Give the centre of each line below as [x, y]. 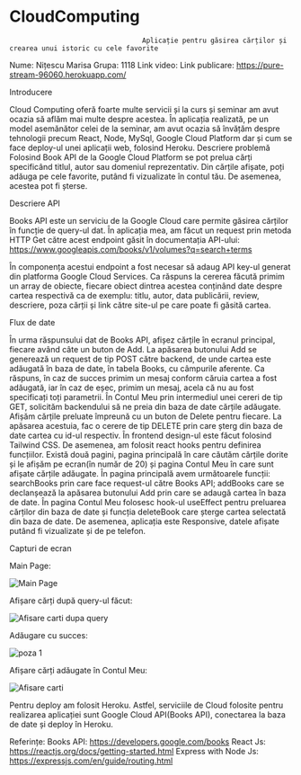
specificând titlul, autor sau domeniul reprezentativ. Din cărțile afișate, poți [147, 166]
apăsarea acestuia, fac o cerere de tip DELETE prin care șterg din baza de [146, 425]
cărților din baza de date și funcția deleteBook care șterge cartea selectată [148, 512]
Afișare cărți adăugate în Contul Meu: [79, 670]
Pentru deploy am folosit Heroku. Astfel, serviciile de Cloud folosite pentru [146, 705]
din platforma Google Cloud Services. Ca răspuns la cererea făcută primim [147, 276]
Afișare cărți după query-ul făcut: [71, 601]
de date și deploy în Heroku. [62, 724]
